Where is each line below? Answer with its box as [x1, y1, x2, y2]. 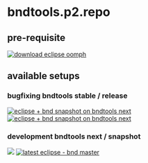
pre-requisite [7, 32, 66, 44]
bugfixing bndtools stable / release [7, 91, 128, 101]
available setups [7, 70, 80, 82]
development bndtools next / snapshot [7, 131, 141, 141]
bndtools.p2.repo [7, 4, 110, 20]
